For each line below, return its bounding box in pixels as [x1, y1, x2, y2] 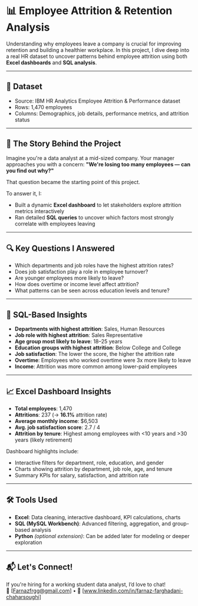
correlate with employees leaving [14, 220, 95, 227]
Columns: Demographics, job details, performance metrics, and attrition [14, 110, 189, 117]
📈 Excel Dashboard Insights [6, 386, 112, 397]
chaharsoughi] [6, 593, 41, 600]
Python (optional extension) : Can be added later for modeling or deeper [14, 532, 190, 539]
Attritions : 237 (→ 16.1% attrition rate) [14, 411, 108, 418]
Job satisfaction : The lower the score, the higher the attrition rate [14, 351, 175, 358]
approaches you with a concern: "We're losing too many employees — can [6, 160, 190, 168]
